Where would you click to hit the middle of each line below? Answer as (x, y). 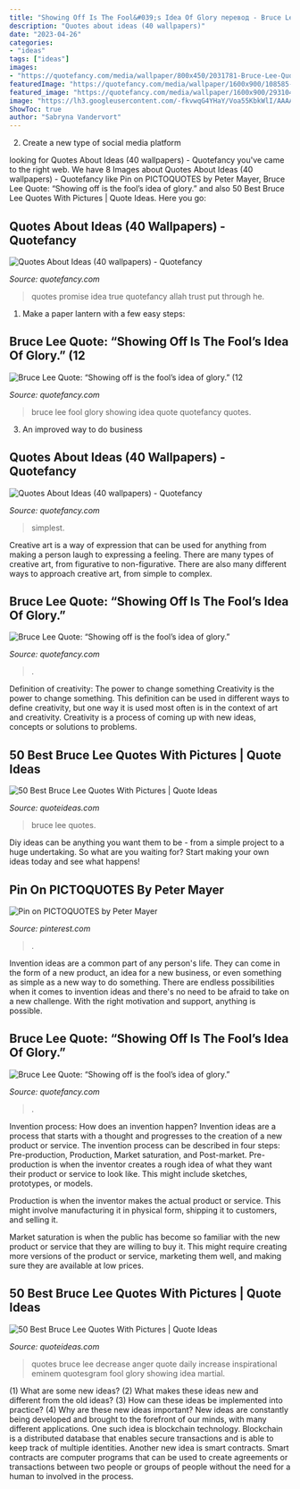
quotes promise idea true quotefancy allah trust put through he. (148, 296)
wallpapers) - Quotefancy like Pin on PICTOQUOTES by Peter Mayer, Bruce (147, 179)
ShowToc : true (36, 109)
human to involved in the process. (71, 1476)
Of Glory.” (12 (47, 355)
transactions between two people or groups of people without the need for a (150, 1467)
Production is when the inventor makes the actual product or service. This (145, 1200)
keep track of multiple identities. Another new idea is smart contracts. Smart (149, 1447)
